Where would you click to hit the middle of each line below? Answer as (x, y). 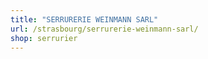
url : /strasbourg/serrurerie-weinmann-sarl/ (104, 29)
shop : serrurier (44, 38)
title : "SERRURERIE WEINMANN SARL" (84, 19)
